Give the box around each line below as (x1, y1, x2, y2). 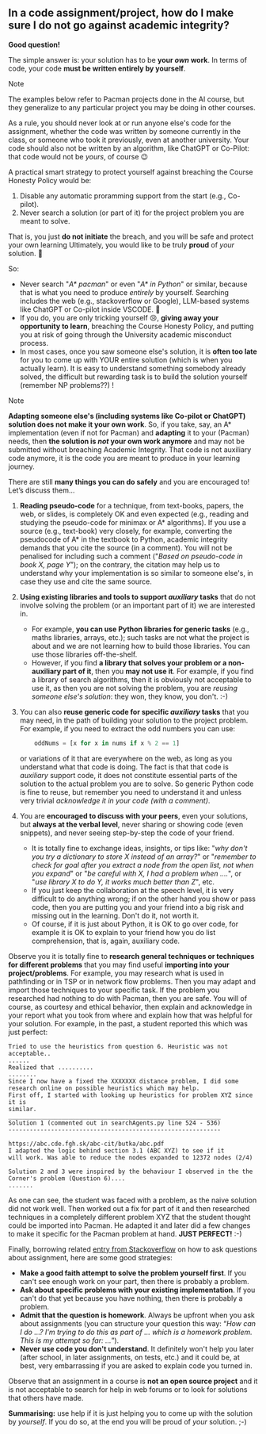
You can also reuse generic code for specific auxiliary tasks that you (19, 707, 249, 716)
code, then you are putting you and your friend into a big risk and (31, 902, 244, 911)
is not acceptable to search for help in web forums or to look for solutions (8, 1384, 248, 1394)
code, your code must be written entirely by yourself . (8, 63, 186, 73)
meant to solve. (19, 216, 70, 225)
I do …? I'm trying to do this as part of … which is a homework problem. (19, 1327, 253, 1336)
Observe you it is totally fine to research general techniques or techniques (8, 951, 255, 960)
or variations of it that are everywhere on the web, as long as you (19, 753, 233, 763)
